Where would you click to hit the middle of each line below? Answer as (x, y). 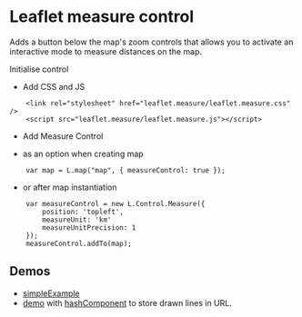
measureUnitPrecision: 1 (89, 228)
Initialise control (39, 69)
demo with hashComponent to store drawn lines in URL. (127, 302)
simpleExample (51, 293)
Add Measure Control (63, 136)
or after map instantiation (70, 187)
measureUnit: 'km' (77, 220)
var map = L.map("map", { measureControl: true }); (126, 170)
